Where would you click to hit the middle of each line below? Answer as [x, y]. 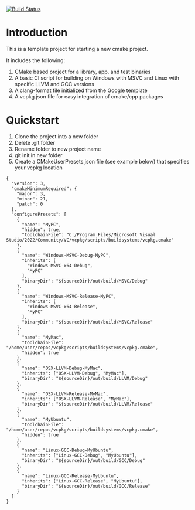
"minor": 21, [32, 199]
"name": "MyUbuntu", [47, 419]
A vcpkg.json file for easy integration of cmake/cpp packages [89, 96]
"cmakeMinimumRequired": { [44, 188]
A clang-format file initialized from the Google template [81, 90]
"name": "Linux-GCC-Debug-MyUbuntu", [68, 450]
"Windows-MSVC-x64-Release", [63, 307]
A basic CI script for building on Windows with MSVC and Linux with [97, 78]
